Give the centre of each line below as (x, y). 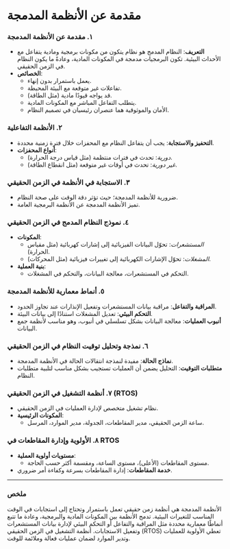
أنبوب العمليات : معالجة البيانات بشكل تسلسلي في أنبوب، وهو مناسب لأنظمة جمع (119, 321)
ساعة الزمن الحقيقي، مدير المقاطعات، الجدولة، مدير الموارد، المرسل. (115, 423)
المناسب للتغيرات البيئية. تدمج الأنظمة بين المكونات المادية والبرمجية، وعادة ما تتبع (111, 516)
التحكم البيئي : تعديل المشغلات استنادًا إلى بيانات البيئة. (85, 313)
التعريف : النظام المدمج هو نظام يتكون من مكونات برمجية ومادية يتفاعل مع (111, 51)
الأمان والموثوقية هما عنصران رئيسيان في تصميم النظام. (98, 110)
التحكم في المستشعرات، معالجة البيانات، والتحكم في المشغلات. (108, 273)
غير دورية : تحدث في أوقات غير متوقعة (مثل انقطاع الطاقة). (102, 164)
